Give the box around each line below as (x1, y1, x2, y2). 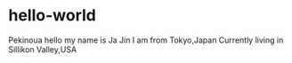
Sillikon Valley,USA (8, 43, 77, 54)
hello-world (8, 5, 97, 26)
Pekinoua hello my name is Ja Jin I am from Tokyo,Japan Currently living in (8, 35, 284, 45)
